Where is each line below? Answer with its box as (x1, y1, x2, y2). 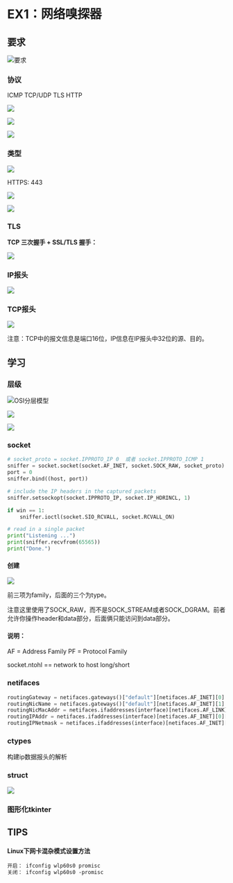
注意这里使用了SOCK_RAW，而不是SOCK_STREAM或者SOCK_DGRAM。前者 (7, 605, 226, 614)
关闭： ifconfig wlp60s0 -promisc (7, 869, 104, 876)
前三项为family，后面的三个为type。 (7, 591, 111, 599)
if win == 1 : (7, 507, 45, 514)
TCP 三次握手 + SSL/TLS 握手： (7, 237, 98, 246)
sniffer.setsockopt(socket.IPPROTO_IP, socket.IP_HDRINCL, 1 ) (7, 494, 191, 501)
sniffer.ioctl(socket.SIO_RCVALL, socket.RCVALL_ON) (19, 513, 175, 521)
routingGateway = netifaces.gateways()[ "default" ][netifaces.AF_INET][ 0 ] (7, 693, 225, 701)
